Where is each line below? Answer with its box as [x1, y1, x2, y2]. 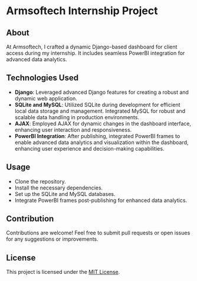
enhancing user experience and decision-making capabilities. [14, 145, 165, 152]
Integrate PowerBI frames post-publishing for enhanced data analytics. [14, 197, 188, 204]
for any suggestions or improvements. [6, 236, 98, 243]
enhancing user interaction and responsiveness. [14, 126, 132, 133]
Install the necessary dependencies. [14, 184, 103, 191]
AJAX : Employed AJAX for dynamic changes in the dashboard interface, [14, 120, 192, 127]
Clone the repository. [14, 178, 66, 185]
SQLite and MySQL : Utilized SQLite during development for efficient [14, 101, 181, 108]
